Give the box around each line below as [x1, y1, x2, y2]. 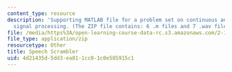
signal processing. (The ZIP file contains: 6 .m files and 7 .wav [13, 23, 212, 29]
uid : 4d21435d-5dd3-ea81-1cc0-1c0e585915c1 [7, 55, 135, 62]
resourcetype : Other [7, 42, 67, 49]
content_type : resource [7, 10, 76, 17]
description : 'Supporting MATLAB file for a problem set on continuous [7, 16, 217, 23]
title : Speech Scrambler [7, 49, 79, 56]
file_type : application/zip [7, 36, 88, 43]
